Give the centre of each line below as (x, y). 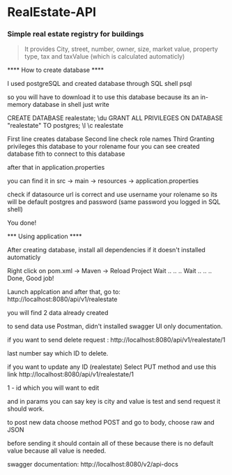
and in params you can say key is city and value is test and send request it (114, 402)
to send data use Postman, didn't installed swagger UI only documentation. (115, 326)
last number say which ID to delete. (58, 353)
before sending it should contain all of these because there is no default (110, 444)
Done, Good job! (31, 278)
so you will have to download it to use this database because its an (103, 97)
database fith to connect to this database (66, 154)
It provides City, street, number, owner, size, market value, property (121, 49)
